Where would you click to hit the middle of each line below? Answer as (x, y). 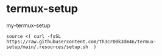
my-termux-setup (28, 25)
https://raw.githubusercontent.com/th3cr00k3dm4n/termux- (81, 42)
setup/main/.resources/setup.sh (47, 47)
